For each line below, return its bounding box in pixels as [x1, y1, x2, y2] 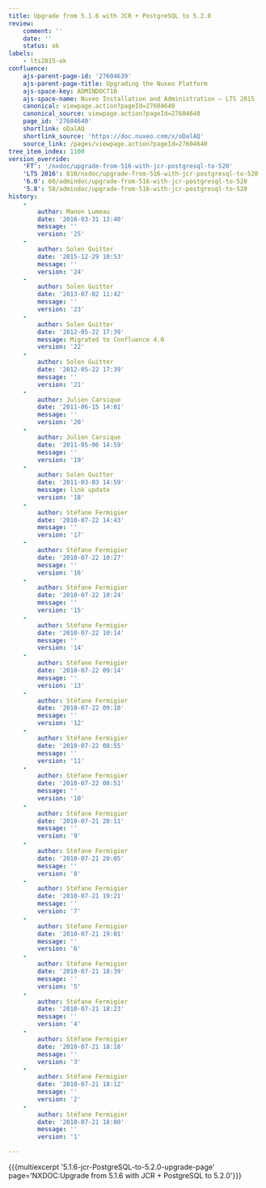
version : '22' [37, 343, 85, 351]
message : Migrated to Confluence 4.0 [37, 335, 164, 344]
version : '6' [37, 944, 82, 953]
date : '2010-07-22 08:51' [37, 779, 125, 787]
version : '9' [37, 832, 82, 840]
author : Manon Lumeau [37, 207, 111, 215]
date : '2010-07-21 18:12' [37, 1080, 125, 1088]
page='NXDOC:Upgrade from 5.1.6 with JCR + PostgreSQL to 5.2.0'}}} [8, 1171, 243, 1180]
